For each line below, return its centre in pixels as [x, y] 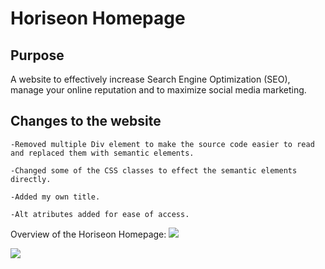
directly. [31, 179]
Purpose [37, 55]
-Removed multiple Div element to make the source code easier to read [162, 144]
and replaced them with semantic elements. [102, 153]
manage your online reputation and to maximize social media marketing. [158, 90]
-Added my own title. [55, 197]
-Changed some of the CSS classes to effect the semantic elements [154, 170]
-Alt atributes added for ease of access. [100, 214]
